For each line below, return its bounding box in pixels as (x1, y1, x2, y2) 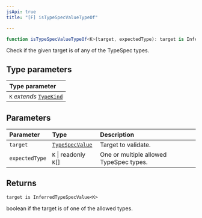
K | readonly (52, 151, 86, 159)
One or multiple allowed (100, 151, 167, 159)
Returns (6, 178, 37, 189)
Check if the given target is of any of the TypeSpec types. (6, 47, 150, 54)
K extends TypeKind (9, 92, 63, 101)
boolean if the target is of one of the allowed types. (6, 205, 133, 212)
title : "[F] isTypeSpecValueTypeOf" (6, 14, 98, 20)
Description (100, 130, 134, 139)
